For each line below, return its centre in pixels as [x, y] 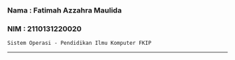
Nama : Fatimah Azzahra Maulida [65, 10]
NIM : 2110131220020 [44, 28]
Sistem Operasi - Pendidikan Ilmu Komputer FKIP [79, 43]
